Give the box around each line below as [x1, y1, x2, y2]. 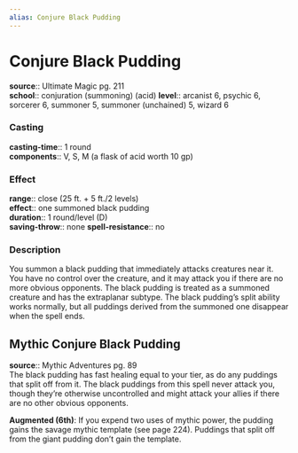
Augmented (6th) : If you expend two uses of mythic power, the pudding [9, 415, 273, 426]
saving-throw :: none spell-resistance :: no [9, 222, 166, 232]
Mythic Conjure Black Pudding [9, 336, 181, 351]
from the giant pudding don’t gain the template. [9, 433, 182, 444]
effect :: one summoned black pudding [9, 203, 150, 214]
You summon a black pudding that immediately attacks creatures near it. [9, 263, 274, 275]
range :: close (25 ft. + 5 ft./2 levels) [9, 193, 139, 204]
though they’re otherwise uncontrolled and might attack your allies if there [9, 388, 280, 399]
